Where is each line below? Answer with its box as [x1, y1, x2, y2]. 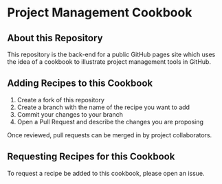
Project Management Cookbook [7, 5, 192, 21]
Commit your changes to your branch [16, 110, 124, 118]
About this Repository [7, 32, 103, 44]
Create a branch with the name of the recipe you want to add [16, 103, 190, 111]
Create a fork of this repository [16, 95, 105, 104]
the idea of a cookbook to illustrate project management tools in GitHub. [7, 58, 212, 66]
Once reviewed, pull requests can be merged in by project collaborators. [7, 130, 212, 139]
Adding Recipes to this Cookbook [7, 78, 153, 89]
